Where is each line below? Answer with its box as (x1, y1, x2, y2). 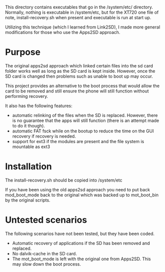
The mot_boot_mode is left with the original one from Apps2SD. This (12, 256, 151, 262)
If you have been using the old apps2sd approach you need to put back (5, 186, 150, 192)
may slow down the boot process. (12, 261, 81, 267)
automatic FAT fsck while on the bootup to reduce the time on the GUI (12, 128, 154, 134)
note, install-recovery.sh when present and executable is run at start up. (5, 15, 152, 20)
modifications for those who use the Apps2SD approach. (5, 30, 121, 35)
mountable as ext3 (12, 144, 50, 150)
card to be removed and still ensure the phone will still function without (5, 88, 149, 94)
